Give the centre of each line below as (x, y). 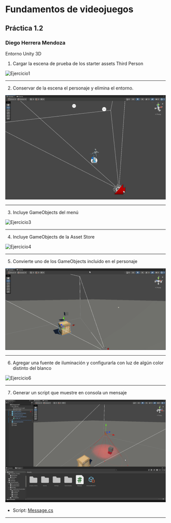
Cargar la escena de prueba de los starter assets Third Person (78, 63)
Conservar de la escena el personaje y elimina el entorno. (73, 88)
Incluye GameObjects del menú (46, 212)
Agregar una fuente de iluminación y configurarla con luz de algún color (88, 363)
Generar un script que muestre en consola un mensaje (70, 392)
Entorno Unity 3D (23, 53)
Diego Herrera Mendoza (35, 43)
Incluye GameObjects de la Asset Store (54, 237)
